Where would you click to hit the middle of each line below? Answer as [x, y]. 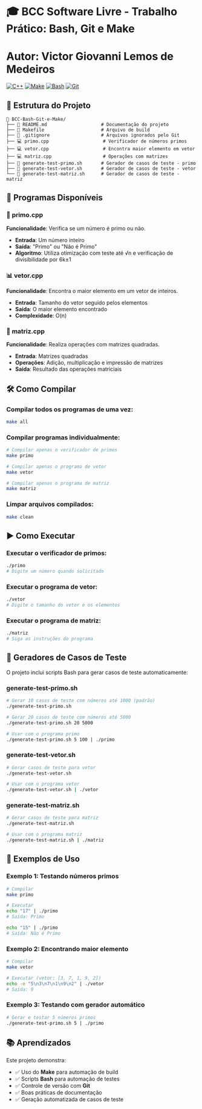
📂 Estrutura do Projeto [48, 105]
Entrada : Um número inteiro [50, 240]
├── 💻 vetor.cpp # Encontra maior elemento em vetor [101, 149]
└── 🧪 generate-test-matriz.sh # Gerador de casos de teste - [93, 174]
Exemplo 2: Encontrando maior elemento [67, 949]
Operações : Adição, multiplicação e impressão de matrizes [89, 363]
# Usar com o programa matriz [44, 835]
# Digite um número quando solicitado [55, 571]
